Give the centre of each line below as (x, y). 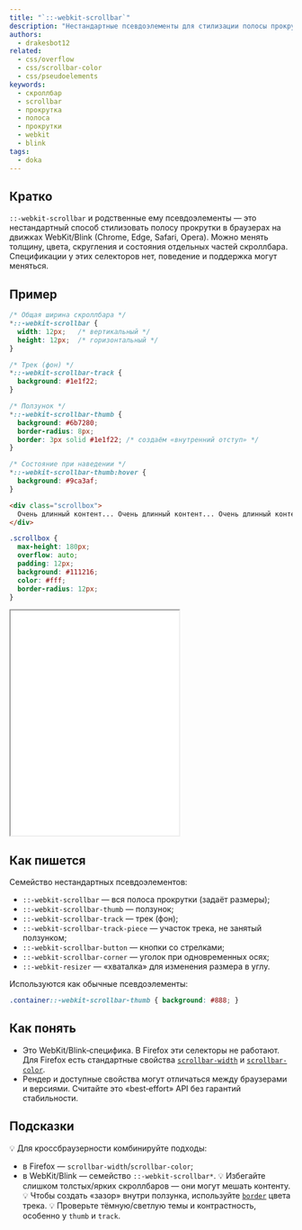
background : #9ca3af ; (58, 481)
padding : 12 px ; (46, 564)
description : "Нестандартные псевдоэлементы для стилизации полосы (138, 26)
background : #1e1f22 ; (58, 382)
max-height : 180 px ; (54, 547)
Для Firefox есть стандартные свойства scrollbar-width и (133, 1060)
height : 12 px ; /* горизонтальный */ (88, 340)
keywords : (28, 85)
